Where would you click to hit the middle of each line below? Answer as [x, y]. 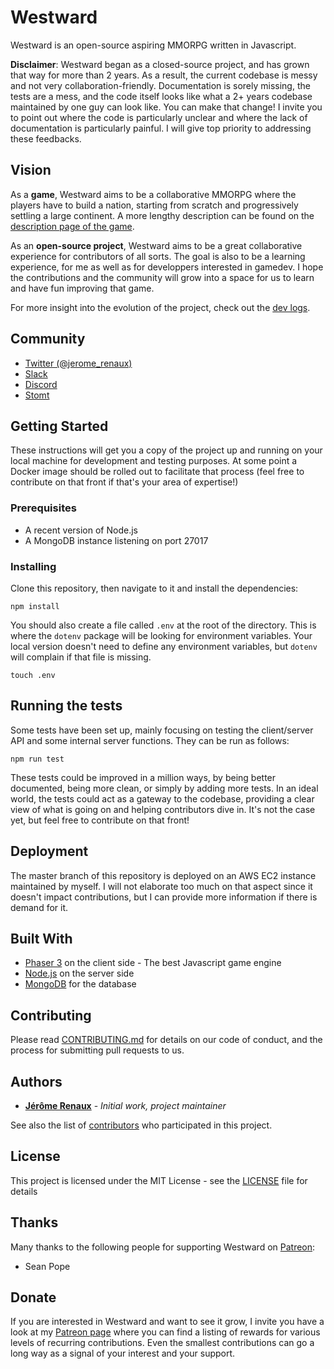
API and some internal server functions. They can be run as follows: [150, 740]
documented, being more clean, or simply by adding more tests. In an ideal [164, 788]
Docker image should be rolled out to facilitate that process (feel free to [157, 472]
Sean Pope [47, 1266]
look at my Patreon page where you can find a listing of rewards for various [165, 1332]
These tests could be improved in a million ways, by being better [143, 777]
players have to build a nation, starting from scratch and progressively [154, 205]
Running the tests [66, 706]
